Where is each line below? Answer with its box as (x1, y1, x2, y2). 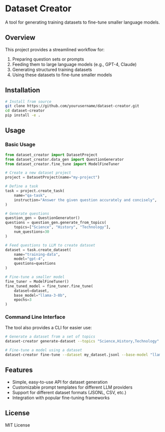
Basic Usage (5, 141, 36, 148)
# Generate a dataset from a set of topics (5, 334, 96, 339)
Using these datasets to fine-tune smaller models (12, 72, 112, 78)
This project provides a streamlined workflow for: (5, 46, 105, 52)
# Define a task (5, 184, 38, 189)
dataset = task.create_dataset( (5, 247, 71, 252)
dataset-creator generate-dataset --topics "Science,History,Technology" (5, 339, 160, 344)
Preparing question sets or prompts (12, 56, 84, 62)
